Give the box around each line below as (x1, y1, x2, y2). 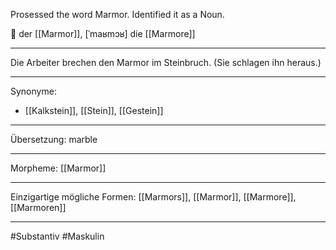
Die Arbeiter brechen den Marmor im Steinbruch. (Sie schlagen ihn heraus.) (10, 57, 322, 68)
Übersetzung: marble (10, 134, 98, 145)
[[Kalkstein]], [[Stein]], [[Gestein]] (24, 105, 164, 116)
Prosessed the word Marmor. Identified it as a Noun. (10, 9, 225, 20)
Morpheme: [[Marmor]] (10, 162, 107, 174)
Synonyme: (10, 85, 57, 97)
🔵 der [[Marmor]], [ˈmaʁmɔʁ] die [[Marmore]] (10, 28, 196, 39)
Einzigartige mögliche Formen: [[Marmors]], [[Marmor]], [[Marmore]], (10, 191, 297, 203)
